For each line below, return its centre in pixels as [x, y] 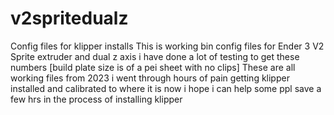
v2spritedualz [69, 18]
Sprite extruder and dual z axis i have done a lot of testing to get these [155, 56]
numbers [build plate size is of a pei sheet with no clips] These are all [153, 67]
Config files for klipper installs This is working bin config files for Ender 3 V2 [167, 46]
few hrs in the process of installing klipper [96, 99]
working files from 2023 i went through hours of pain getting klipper [150, 78]
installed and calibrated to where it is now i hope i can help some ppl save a [166, 88]
